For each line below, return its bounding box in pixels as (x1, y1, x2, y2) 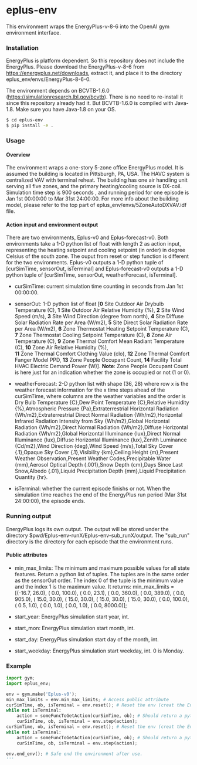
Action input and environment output (6, 221, 98, 228)
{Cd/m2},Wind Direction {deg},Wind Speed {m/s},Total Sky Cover (14, 443, 174, 450)
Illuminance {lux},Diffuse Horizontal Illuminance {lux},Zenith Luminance (14, 436, 187, 443)
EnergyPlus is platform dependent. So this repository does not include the (6, 57, 185, 64)
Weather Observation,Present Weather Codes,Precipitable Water (14, 455, 171, 462)
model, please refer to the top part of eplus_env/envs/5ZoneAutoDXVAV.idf (6, 202, 187, 209)
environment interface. (6, 29, 62, 36)
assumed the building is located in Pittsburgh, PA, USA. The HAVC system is (6, 171, 190, 178)
